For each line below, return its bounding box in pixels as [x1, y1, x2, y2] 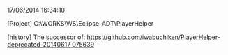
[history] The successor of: [7, 33, 86, 41]
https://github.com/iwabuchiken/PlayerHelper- [86, 33, 221, 41]
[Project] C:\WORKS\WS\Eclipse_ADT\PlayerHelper [7, 19, 154, 27]
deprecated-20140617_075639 [7, 40, 95, 48]
